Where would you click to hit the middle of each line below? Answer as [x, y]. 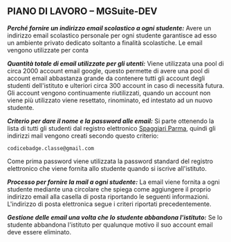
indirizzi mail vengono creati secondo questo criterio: [83, 136]
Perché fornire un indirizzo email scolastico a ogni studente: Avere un [109, 28]
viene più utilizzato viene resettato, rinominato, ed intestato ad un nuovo [110, 100]
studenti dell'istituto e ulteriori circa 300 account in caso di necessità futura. [116, 85]
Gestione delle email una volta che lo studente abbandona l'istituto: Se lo [115, 217]
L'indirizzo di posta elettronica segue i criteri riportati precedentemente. [109, 204]
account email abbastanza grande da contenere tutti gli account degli [106, 78]
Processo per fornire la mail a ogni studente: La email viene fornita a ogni [113, 182]
